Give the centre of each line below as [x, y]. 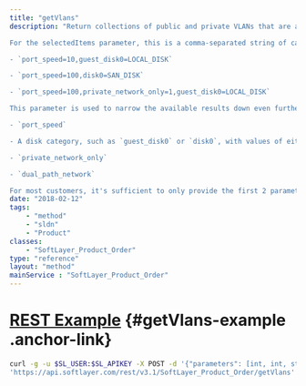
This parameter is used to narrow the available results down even [140, 109]
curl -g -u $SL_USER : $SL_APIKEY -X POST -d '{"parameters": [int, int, [148, 364]
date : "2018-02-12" [46, 199]
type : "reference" [44, 259]
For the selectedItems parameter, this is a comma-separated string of [148, 43]
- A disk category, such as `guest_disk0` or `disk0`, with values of [146, 141]
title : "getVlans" [44, 18]
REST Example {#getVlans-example [148, 320]
